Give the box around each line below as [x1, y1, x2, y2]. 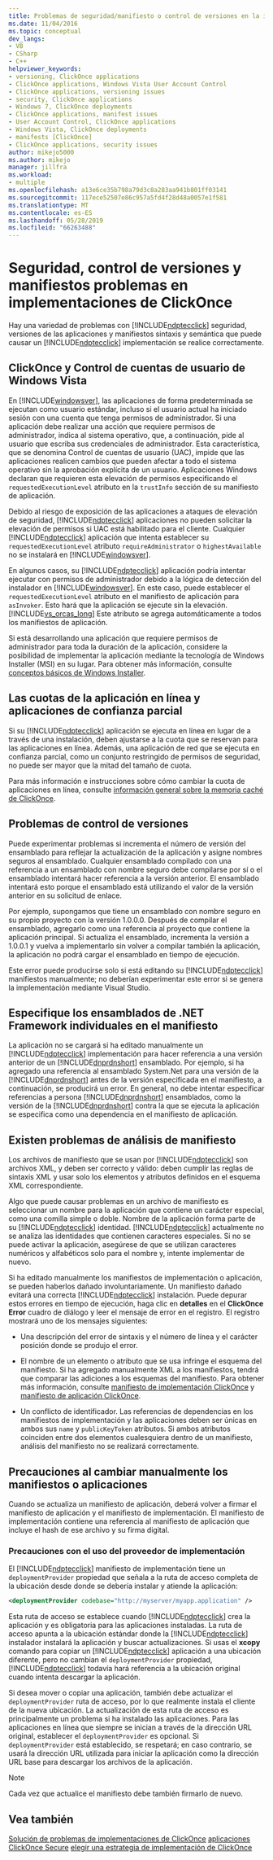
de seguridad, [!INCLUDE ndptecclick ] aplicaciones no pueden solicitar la [8, 514, 253, 525]
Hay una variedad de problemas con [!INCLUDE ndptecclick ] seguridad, [8, 321, 247, 330]
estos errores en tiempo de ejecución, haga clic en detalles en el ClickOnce [8, 1299, 264, 1309]
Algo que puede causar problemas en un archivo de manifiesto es [8, 1197, 229, 1206]
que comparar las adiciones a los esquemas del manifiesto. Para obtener [19, 1373, 265, 1384]
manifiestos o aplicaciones [8, 1477, 148, 1491]
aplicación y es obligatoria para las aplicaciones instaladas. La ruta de [8, 1621, 243, 1630]
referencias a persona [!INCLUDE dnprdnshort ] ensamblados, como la [8, 1092, 241, 1102]
